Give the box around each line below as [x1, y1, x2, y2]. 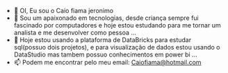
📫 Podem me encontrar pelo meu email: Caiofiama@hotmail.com [13, 59, 202, 66]
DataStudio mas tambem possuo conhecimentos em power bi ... [13, 50, 197, 59]
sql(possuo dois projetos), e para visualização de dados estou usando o [13, 43, 220, 51]
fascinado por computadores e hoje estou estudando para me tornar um [13, 21, 221, 29]
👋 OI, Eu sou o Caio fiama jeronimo [13, 7, 113, 14]
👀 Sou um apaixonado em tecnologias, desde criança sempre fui [13, 14, 199, 22]
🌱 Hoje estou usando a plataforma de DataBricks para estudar [13, 36, 192, 44]
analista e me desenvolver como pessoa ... [13, 28, 137, 36]
